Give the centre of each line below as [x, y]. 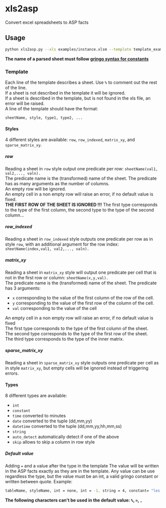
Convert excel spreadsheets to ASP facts [47, 22]
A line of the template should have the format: [52, 108]
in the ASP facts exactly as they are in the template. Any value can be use [80, 471]
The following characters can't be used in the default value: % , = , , [74, 500]
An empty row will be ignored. [36, 189]
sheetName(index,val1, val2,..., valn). [47, 249]
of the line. [16, 88]
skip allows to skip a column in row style [53, 442]
